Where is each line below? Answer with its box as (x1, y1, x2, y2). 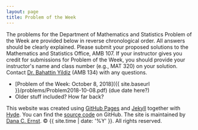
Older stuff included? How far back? (14, 93, 104, 100)
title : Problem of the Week (6, 14, 77, 20)
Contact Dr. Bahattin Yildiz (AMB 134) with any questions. (6, 69, 148, 76)
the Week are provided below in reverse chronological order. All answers (6, 37, 185, 44)
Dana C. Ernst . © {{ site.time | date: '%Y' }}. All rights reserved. (6, 117, 163, 124)
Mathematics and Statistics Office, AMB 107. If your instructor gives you (6, 49, 182, 57)
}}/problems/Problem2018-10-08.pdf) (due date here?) (14, 86, 150, 94)
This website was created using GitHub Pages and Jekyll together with (6, 104, 181, 112)
